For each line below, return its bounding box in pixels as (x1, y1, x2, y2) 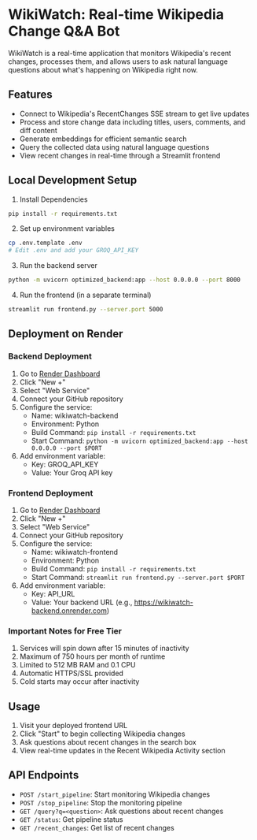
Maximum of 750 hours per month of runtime (19, 652, 166, 661)
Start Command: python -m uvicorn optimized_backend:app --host (31, 436, 249, 445)
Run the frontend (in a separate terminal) (19, 290, 152, 300)
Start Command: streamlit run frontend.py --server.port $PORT (31, 572, 245, 582)
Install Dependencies (19, 195, 88, 204)
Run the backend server (19, 261, 98, 270)
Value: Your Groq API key (31, 467, 113, 478)
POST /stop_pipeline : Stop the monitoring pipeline (19, 797, 182, 807)
